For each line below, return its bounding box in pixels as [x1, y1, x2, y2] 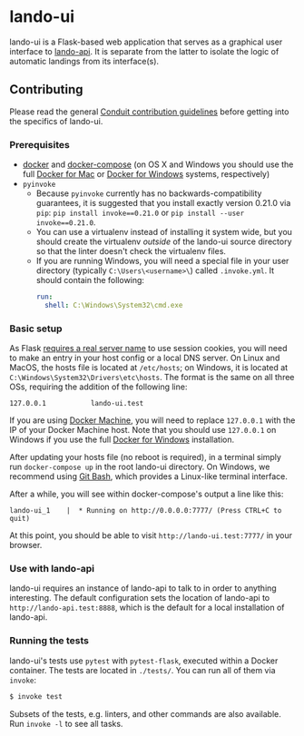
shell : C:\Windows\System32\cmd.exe [44, 300, 183, 309]
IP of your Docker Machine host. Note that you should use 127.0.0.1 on [9, 425, 277, 436]
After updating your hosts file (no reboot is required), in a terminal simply [9, 452, 281, 463]
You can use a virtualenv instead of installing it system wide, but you [35, 227, 293, 238]
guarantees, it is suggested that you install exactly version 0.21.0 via [35, 198, 291, 209]
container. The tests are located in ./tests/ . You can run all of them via [9, 664, 276, 675]
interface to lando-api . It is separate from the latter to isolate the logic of [9, 45, 279, 56]
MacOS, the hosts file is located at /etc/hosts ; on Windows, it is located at [9, 362, 289, 373]
